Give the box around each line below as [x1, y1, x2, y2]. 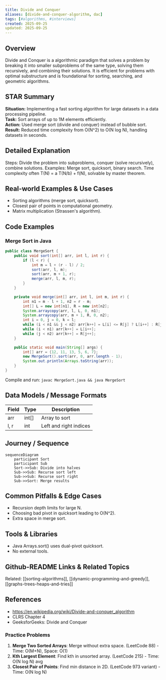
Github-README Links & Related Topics [5, 563, 130, 571]
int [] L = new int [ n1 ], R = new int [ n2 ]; [23, 303, 110, 309]
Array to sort [41, 414, 71, 421]
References [5, 595, 41, 604]
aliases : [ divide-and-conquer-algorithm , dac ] [5, 12, 103, 17]
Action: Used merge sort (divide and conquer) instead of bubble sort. [5, 121, 147, 127]
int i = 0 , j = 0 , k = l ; [23, 318, 77, 323]
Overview [5, 44, 36, 53]
